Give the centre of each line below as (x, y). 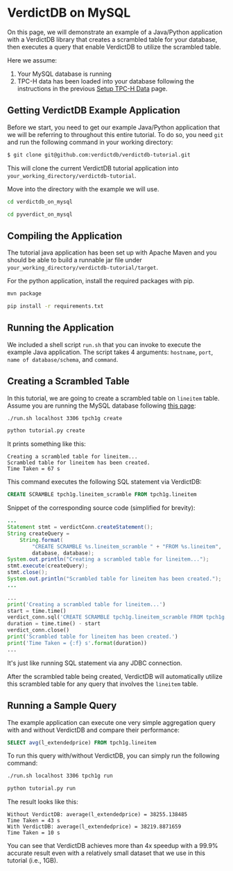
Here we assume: (32, 60)
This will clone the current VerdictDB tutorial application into (93, 168)
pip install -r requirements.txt (55, 306)
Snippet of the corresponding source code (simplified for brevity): (101, 508)
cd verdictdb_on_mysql (40, 202)
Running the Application (61, 328)
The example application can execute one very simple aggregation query (112, 722)
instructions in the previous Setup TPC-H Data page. (92, 88)
